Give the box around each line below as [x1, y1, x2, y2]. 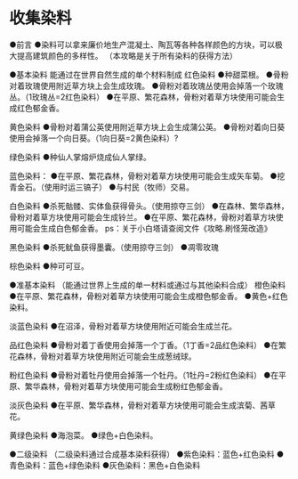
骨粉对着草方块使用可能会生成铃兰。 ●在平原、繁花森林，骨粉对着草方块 [9, 211, 276, 223]
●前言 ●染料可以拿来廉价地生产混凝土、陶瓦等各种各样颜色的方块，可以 [9, 39, 276, 50]
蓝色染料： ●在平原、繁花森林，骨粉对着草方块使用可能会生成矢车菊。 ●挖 [9, 170, 286, 181]
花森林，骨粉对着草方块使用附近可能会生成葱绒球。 [9, 351, 197, 361]
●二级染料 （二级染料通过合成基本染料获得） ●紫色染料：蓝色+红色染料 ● [9, 449, 285, 459]
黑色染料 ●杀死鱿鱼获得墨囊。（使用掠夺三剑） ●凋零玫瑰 [9, 241, 220, 252]
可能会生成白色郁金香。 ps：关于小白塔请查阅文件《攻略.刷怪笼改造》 [16, 223, 272, 233]
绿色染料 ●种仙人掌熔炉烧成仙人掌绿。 [9, 151, 151, 162]
